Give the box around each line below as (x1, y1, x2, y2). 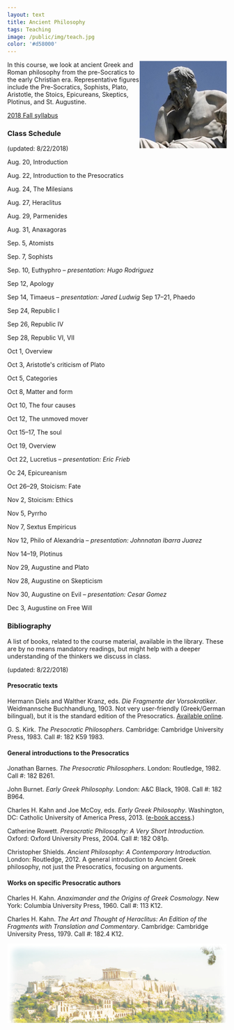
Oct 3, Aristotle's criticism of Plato (7, 361, 105, 369)
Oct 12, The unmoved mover (7, 415, 88, 423)
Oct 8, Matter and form (7, 388, 73, 396)
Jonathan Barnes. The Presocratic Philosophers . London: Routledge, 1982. (7, 764, 221, 773)
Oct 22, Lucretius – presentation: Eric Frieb (7, 455, 130, 464)
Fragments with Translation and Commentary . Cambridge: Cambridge (7, 923, 209, 931)
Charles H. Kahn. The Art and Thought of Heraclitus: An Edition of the (7, 915, 208, 923)
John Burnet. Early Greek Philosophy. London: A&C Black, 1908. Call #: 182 (7, 785, 222, 794)
